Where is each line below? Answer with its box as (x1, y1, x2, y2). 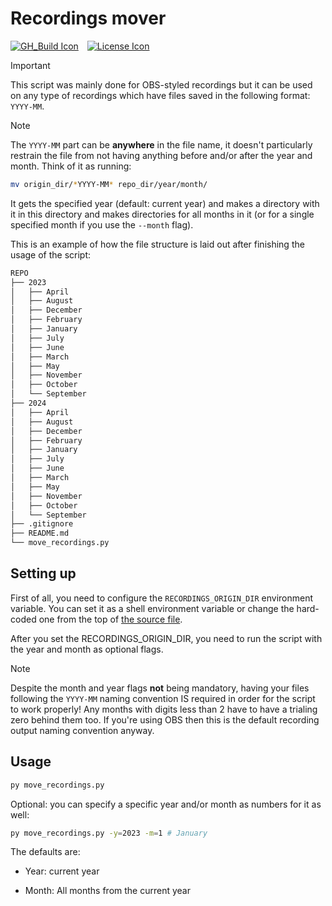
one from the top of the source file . (38, 613, 183, 625)
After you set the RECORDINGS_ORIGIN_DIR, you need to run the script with (10, 632, 323, 644)
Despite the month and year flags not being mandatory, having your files (10, 682, 310, 694)
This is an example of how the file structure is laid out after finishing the (10, 238, 305, 250)
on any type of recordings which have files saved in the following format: (10, 89, 311, 101)
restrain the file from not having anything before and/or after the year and (10, 149, 313, 161)
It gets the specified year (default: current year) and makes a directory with (10, 197, 320, 209)
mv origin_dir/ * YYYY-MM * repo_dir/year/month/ (10, 179, 208, 189)
